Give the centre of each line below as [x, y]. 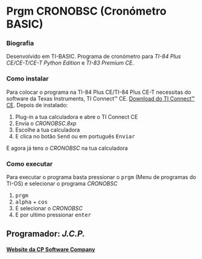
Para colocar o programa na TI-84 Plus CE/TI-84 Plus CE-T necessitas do [99, 92]
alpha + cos [31, 202]
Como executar [30, 164]
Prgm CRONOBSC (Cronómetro [86, 11]
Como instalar [27, 79]
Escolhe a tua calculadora [47, 130]
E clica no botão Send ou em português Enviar [75, 136]
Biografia [20, 43]
